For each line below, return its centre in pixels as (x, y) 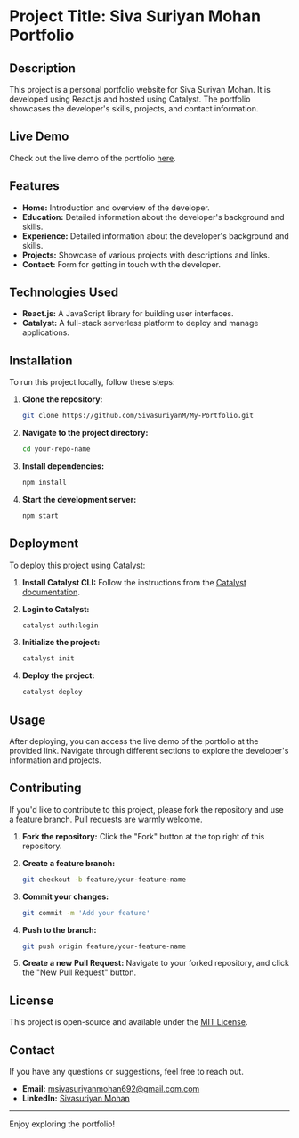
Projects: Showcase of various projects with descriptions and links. (145, 255)
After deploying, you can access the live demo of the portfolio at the (134, 741)
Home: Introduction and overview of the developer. (116, 208)
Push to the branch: (59, 929)
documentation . (51, 592)
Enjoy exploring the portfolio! (62, 1124)
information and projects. (56, 760)
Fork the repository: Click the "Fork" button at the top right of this (143, 836)
